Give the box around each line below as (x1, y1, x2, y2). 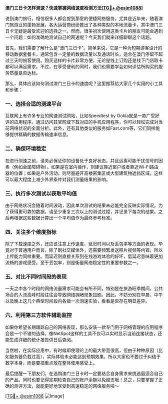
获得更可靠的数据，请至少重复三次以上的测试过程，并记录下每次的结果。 (9, 208, 158, 214)
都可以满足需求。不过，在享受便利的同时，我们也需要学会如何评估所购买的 (5, 63, 158, 69)
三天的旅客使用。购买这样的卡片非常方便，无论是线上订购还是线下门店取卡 (9, 57, 163, 63)
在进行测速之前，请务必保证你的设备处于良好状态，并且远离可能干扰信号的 (5, 157, 158, 163)
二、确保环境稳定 (5, 145, 46, 152)
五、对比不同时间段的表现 (5, 273, 67, 280)
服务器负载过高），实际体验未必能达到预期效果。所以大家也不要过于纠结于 (9, 353, 161, 359)
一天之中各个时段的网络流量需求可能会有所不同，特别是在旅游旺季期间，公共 (5, 285, 163, 291)
